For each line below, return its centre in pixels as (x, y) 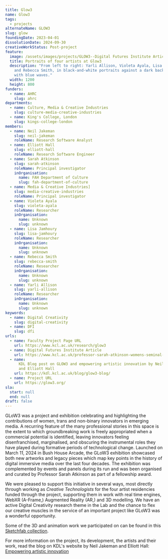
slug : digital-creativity (41, 322)
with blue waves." (33, 75)
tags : (11, 19)
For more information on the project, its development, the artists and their (81, 541)
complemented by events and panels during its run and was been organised (83, 469)
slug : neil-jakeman (34, 136)
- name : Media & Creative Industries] (50, 187)
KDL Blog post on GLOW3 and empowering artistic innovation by (86, 364)
